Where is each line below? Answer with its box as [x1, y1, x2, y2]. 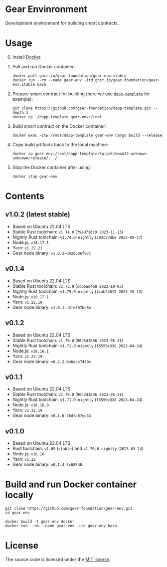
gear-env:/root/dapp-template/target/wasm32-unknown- [34, 151, 149, 156]
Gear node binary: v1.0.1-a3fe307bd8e [12, 304, 91, 310]
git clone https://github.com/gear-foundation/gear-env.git [5, 506, 133, 511]
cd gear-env [5, 510, 30, 516]
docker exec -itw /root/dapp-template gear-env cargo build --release [12, 133, 163, 138]
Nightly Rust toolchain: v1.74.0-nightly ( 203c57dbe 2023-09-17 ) [12, 234, 143, 240]
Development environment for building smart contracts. [5, 20, 119, 26]
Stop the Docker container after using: [12, 164, 91, 170]
